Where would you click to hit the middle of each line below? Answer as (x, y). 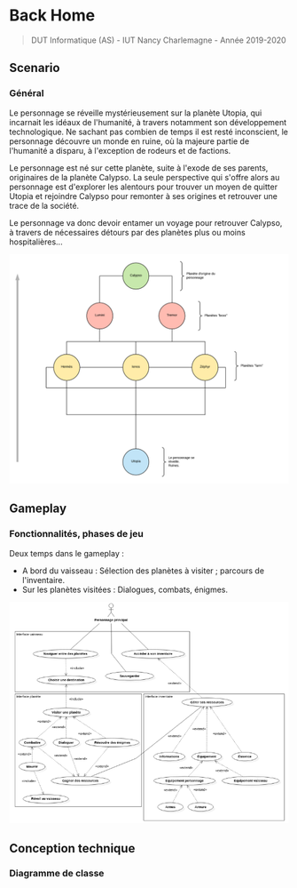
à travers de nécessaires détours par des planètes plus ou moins (127, 232)
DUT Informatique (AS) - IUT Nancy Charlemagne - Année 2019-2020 (158, 40)
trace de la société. (44, 205)
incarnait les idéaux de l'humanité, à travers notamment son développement (148, 122)
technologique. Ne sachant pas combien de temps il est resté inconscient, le (149, 132)
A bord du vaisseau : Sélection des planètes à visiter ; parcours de (143, 571)
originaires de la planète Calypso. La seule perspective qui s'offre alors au (145, 177)
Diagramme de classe (57, 874)
